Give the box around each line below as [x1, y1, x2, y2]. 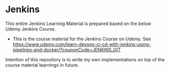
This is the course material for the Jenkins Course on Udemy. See [12, 36, 152, 42]
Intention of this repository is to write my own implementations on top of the [5, 56, 165, 62]
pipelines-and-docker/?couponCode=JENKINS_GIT [12, 46, 121, 53]
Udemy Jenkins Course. [5, 26, 56, 32]
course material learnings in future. [5, 62, 79, 68]
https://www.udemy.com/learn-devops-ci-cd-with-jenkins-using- [12, 41, 151, 47]
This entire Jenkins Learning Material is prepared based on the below [5, 20, 152, 27]
